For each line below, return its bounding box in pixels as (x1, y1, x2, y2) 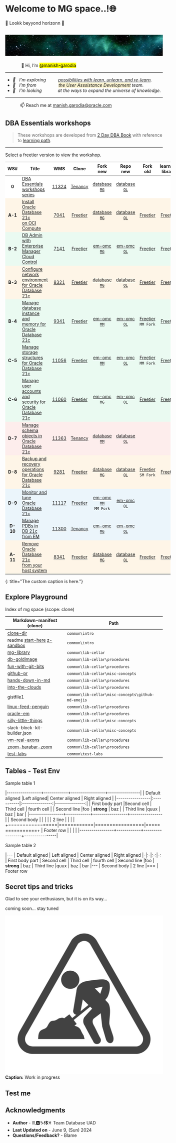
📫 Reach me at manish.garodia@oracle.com (19, 102, 112, 108)
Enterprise (21, 243, 43, 249)
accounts (21, 388, 41, 394)
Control (21, 259, 37, 265)
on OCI (21, 220, 36, 226)
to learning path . (17, 138, 51, 143)
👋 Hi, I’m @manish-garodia (21, 62, 76, 68)
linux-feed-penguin (7, 704, 49, 710)
